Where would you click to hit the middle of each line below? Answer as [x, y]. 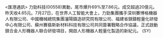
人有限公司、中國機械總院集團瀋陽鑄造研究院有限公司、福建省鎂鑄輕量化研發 [81, 19]
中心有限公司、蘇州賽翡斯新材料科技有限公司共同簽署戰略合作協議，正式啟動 [81, 25]
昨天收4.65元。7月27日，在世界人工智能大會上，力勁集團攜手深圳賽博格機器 [81, 13]
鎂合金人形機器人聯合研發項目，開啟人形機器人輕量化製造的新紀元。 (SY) [78, 31]
